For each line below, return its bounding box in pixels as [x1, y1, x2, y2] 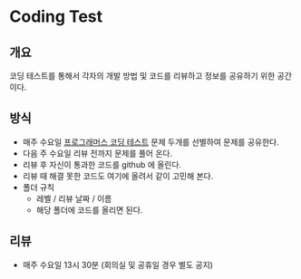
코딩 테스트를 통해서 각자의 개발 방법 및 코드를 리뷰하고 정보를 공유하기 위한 [9, 71, 276, 81]
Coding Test [9, 6, 102, 27]
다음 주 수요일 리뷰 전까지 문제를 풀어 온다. [22, 148, 173, 159]
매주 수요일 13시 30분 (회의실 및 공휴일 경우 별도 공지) [22, 259, 213, 270]
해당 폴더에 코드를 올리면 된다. [35, 204, 143, 215]
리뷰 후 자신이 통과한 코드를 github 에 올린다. [22, 159, 182, 169]
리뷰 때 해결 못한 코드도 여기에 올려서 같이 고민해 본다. [22, 170, 214, 181]
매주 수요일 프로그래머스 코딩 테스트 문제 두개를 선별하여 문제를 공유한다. [22, 136, 279, 147]
